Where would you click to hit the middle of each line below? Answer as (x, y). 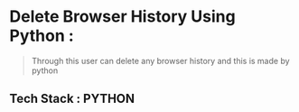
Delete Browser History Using (123, 17)
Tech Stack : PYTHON (72, 99)
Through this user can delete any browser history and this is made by (161, 61)
